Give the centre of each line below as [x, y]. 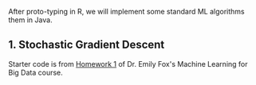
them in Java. [31, 20]
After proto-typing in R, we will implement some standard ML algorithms [126, 12]
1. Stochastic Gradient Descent [87, 45]
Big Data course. [36, 72]
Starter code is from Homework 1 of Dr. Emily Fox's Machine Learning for [128, 64]
